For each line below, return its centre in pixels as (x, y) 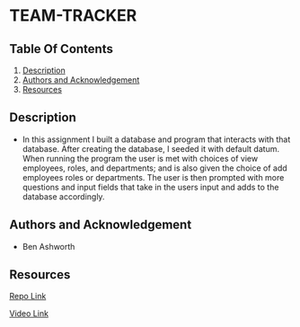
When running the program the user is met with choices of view (140, 158)
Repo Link (28, 296)
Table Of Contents (62, 49)
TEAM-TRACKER (73, 16)
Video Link (29, 314)
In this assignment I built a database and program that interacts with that (156, 139)
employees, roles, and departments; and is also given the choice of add (154, 168)
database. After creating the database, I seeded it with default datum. (151, 148)
